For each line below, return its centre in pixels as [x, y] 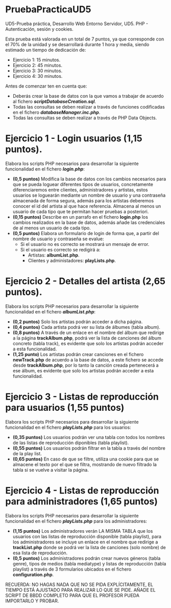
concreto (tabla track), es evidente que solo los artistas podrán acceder [88, 343]
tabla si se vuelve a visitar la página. [51, 470]
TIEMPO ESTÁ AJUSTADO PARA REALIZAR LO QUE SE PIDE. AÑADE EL [80, 590]
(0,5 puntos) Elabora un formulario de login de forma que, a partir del [86, 233]
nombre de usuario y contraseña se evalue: [58, 239]
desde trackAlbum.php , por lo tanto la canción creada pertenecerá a [86, 365]
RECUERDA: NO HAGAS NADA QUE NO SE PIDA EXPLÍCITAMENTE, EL [79, 584]
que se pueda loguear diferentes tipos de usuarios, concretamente [83, 184]
